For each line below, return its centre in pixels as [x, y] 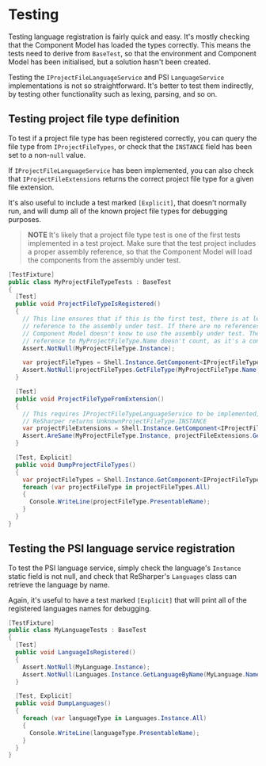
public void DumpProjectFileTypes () [76, 465]
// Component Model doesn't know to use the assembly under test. [134, 333]
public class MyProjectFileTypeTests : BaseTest [90, 282]
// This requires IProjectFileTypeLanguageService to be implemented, [141, 414]
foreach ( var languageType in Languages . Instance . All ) [115, 718]
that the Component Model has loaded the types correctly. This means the [130, 44]
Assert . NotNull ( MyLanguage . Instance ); [86, 667]
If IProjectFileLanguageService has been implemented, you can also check [131, 170]
